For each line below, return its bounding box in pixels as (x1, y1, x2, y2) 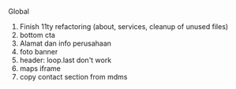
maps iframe (19, 64, 61, 73)
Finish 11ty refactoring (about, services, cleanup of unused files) (19, 22, 229, 31)
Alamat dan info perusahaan (19, 39, 112, 48)
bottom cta (19, 31, 55, 39)
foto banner (19, 47, 58, 56)
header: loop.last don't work (19, 55, 112, 65)
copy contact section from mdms (19, 72, 128, 81)
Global (8, 7, 30, 16)
